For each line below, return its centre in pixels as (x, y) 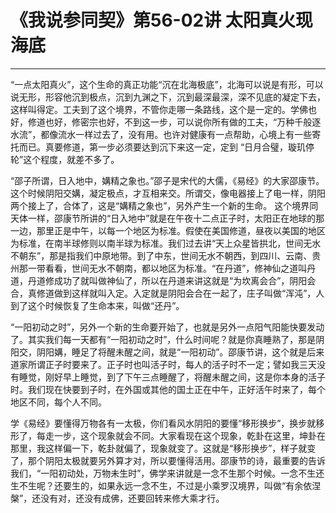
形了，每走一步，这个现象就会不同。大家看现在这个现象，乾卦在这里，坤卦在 (168, 435)
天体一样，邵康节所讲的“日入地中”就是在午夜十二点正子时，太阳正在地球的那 (167, 218)
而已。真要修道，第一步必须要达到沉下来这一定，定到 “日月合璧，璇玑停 (166, 147)
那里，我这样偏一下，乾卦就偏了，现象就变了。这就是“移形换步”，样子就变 (163, 448)
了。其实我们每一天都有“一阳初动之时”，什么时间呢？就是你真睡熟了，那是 (163, 339)
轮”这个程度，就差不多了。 (65, 159)
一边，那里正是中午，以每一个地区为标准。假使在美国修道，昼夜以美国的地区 (168, 230)
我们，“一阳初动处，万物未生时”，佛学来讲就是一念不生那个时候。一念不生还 (167, 473)
